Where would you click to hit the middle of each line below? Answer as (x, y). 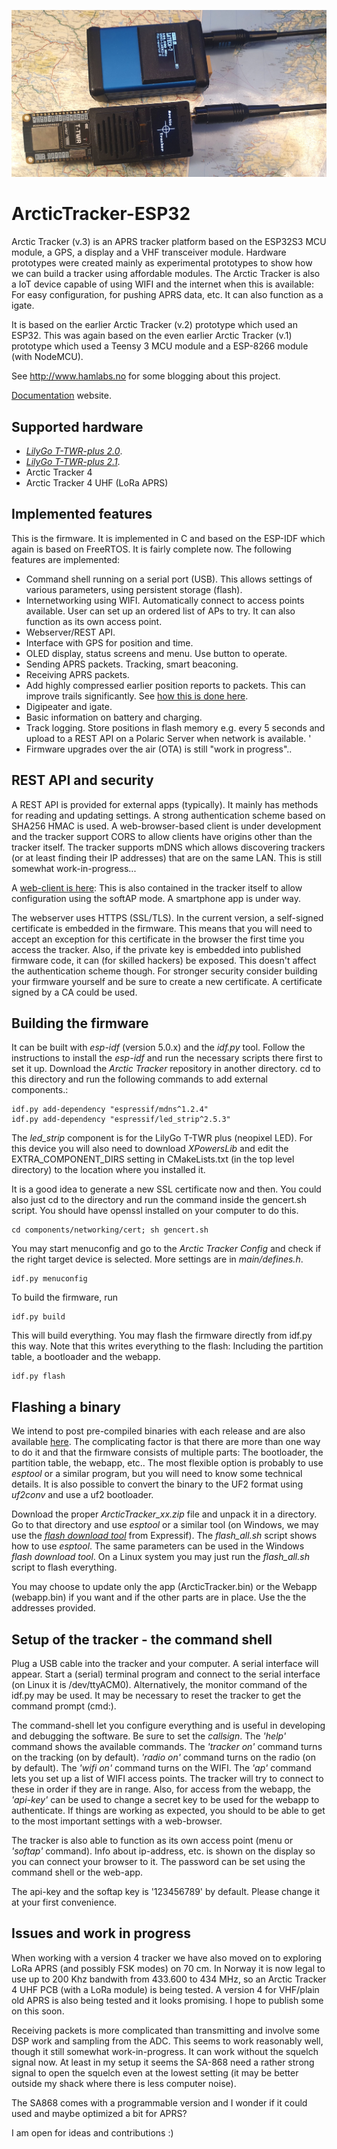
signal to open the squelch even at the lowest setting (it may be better (155, 2072)
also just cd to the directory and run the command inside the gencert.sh (159, 1200)
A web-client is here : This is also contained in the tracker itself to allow (157, 887)
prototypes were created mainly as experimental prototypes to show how (162, 263)
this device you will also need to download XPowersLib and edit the (150, 1149)
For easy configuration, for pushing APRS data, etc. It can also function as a (167, 295)
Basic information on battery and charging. (114, 717)
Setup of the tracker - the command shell (142, 1639)
